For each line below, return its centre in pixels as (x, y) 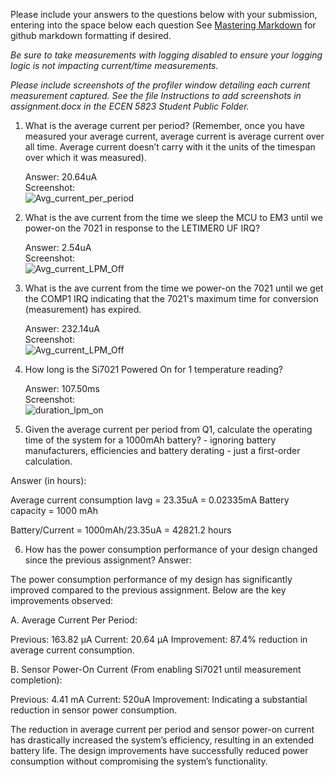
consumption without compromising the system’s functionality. (139, 761)
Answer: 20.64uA (61, 177)
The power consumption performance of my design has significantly (151, 579)
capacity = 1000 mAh (54, 510)
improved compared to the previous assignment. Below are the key (148, 590)
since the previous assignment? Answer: (108, 560)
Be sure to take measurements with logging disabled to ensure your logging (166, 55)
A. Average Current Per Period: (74, 620)
